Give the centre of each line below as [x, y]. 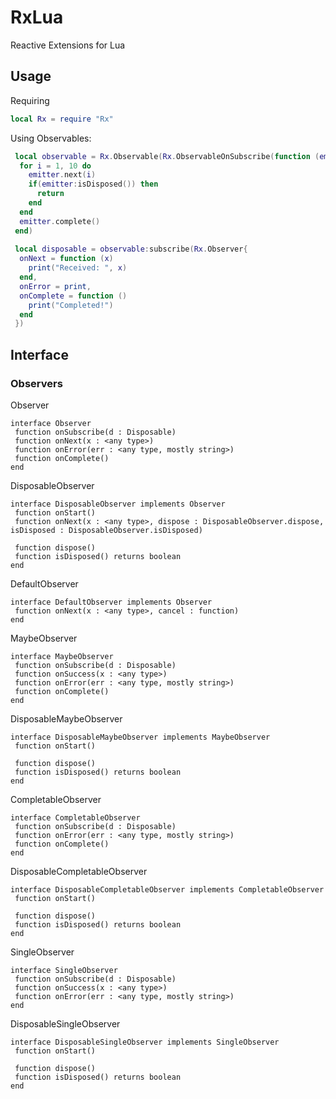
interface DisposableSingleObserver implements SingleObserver [145, 1042]
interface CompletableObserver [75, 817]
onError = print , [55, 286]
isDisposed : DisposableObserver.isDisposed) [106, 530]
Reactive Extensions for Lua [68, 45]
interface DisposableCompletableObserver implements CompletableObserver [167, 889]
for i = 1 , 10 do [55, 166]
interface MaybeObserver [62, 656]
